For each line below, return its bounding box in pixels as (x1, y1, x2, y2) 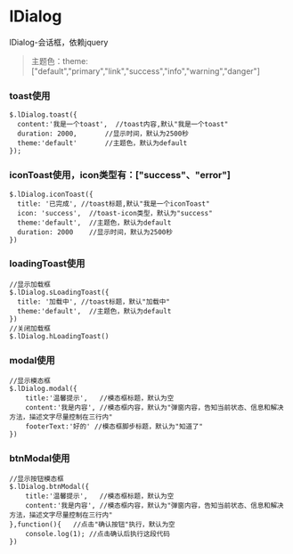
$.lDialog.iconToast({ (9, 190, 94, 199)
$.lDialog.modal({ (9, 385, 77, 394)
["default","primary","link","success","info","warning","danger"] (30, 65, 261, 77)
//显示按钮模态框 (9, 475, 64, 484)
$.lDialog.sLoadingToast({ (9, 288, 110, 297)
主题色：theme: (30, 55, 89, 66)
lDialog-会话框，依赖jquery (9, 37, 109, 47)
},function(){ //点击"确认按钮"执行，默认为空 (9, 520, 175, 529)
